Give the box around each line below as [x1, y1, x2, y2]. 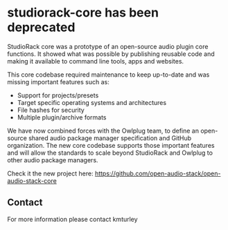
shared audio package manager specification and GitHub [28, 133, 192, 142]
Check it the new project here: [7, 169, 94, 178]
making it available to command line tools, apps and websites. [7, 57, 184, 65]
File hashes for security [17, 106, 85, 114]
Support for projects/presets [17, 91, 99, 99]
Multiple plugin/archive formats [17, 113, 107, 122]
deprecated [7, 19, 76, 35]
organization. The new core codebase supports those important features [7, 141, 215, 149]
